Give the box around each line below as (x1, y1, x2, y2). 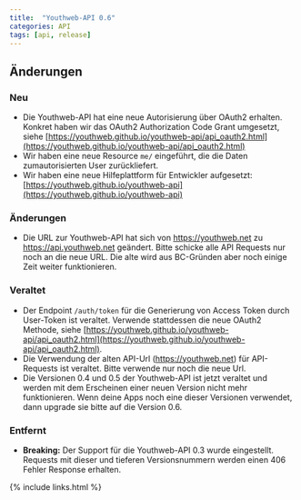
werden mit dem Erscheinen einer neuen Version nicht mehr (22, 382, 248, 393)
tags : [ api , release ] (9, 30, 92, 39)
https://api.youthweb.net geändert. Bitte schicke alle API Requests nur (22, 242, 286, 253)
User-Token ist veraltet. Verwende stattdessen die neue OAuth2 (22, 315, 262, 325)
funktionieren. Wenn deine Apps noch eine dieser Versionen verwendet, (22, 392, 293, 403)
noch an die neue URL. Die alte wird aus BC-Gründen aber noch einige (22, 252, 288, 263)
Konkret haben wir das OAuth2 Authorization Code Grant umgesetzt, (22, 122, 280, 133)
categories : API (9, 22, 71, 31)
